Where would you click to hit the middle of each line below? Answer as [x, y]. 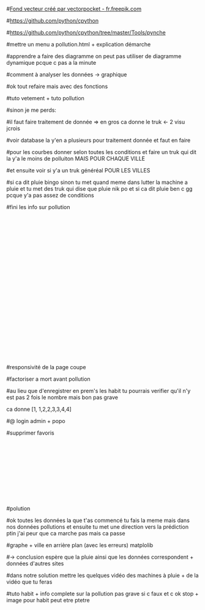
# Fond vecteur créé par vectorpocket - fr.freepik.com [74, 9]
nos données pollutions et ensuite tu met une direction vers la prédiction [97, 527]
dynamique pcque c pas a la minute [51, 63]
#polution [18, 509]
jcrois [13, 128]
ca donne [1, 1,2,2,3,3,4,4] [39, 409]
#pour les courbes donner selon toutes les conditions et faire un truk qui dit [102, 152]
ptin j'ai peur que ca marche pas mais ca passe [66, 533]
